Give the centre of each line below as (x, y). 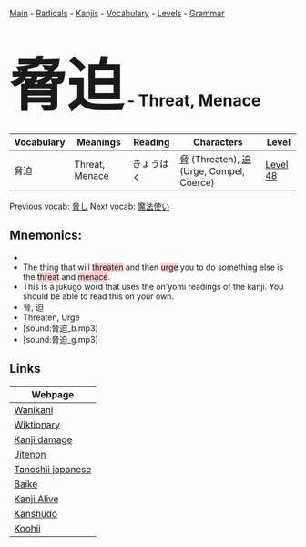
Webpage (53, 394)
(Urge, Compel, (213, 170)
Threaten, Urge (51, 317)
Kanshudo (36, 513)
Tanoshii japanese (53, 469)
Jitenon (30, 454)
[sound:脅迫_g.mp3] (60, 339)
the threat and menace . (66, 276)
